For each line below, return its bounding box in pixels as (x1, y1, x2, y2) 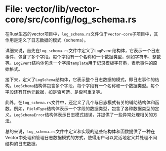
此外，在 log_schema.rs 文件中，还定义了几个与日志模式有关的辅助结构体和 (5, 99, 156, 105)
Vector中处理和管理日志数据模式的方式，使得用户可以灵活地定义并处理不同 (5, 134, 157, 140)
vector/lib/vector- (25, 3, 100, 15)
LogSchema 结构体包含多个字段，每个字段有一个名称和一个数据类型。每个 (14, 82, 160, 88)
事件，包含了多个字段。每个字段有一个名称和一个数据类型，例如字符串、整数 (5, 53, 161, 60)
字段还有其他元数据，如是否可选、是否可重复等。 (5, 89, 105, 95)
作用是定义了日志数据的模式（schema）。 (5, 37, 88, 43)
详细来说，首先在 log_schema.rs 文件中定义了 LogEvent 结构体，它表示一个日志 (5, 47, 160, 53)
